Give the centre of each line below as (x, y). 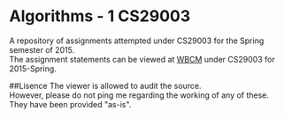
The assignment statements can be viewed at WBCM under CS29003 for (142, 59)
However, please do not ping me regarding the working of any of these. (139, 95)
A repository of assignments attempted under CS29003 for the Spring (137, 41)
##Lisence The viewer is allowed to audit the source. (105, 85)
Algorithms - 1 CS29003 (100, 16)
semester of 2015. (42, 49)
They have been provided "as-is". (70, 104)
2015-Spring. (33, 69)
